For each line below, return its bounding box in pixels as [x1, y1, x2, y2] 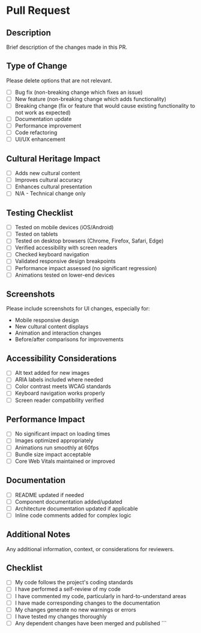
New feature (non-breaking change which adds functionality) [14, 95, 167, 102]
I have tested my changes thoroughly [14, 613, 107, 620]
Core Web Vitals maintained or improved [14, 457, 115, 465]
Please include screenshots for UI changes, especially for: [6, 305, 150, 312]
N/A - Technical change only [14, 190, 86, 197]
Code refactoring [14, 129, 58, 136]
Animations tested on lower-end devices [14, 271, 115, 279]
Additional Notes [6, 530, 71, 540]
